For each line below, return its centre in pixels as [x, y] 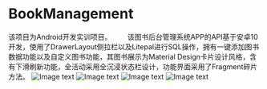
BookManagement [71, 14]
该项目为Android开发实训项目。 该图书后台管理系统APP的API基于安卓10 [133, 37]
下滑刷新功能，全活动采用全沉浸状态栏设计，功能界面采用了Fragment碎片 [136, 66]
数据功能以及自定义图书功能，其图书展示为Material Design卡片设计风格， [129, 56]
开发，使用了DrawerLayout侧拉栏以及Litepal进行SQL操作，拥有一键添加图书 [133, 46]
